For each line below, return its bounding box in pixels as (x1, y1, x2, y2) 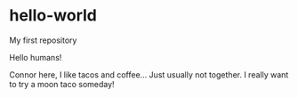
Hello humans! (9, 52, 62, 62)
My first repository (9, 35, 77, 45)
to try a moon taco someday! (9, 78, 115, 89)
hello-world (9, 5, 98, 26)
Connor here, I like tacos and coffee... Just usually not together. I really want (9, 69, 289, 80)
